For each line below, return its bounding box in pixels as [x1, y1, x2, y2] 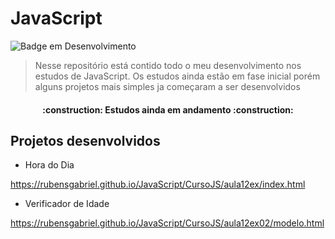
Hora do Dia [24, 159, 75, 171]
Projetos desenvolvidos [10, 132, 161, 149]
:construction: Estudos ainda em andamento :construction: [42, 103, 294, 116]
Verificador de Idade [24, 198, 110, 210]
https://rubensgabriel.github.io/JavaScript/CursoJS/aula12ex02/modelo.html [10, 217, 325, 229]
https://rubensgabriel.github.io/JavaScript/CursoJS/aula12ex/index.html [10, 178, 306, 191]
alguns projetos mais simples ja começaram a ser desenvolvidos [34, 80, 301, 92]
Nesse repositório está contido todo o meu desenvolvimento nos [34, 59, 302, 71]
